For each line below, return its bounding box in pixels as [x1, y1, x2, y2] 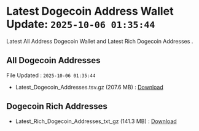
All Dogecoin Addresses [6, 55, 101, 65]
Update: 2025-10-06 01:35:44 [6, 17, 155, 31]
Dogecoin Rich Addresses [6, 101, 107, 111]
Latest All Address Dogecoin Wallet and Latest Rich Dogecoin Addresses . [6, 37, 193, 45]
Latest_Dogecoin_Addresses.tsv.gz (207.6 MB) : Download [15, 83, 164, 91]
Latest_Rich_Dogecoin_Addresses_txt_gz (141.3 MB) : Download [15, 118, 177, 125]
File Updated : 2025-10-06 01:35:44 [6, 72, 96, 79]
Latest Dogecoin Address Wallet [6, 4, 174, 18]
